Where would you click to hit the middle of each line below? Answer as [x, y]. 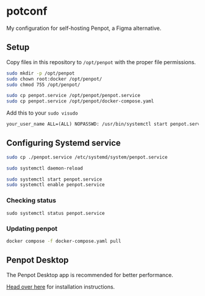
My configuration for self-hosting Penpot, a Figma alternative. [84, 28]
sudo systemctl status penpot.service [56, 213]
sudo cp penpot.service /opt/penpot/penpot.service [73, 96]
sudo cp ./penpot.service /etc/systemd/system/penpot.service [87, 157]
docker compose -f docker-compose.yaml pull [64, 241]
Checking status [31, 201]
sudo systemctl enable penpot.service [56, 185]
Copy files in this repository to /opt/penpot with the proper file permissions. [101, 62]
